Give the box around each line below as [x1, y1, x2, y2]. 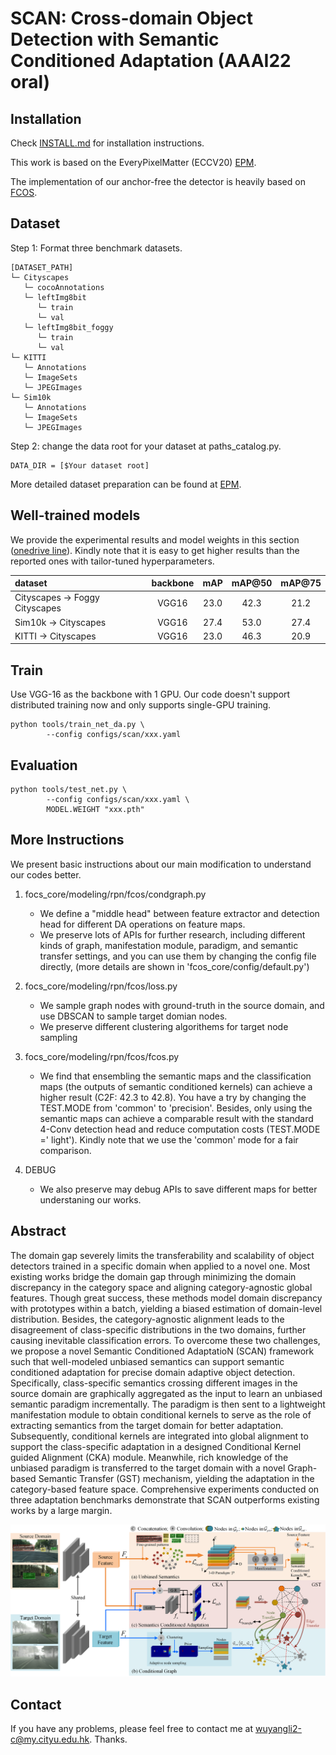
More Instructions [10, 832, 125, 849]
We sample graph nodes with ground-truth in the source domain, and [39, 999, 325, 1011]
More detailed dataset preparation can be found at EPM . [10, 478, 242, 490]
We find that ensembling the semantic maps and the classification [39, 1070, 312, 1082]
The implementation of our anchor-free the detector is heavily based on [10, 176, 306, 187]
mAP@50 [231, 577, 273, 589]
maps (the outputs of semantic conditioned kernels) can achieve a [39, 1080, 313, 1092]
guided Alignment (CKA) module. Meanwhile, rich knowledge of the [10, 1451, 289, 1463]
